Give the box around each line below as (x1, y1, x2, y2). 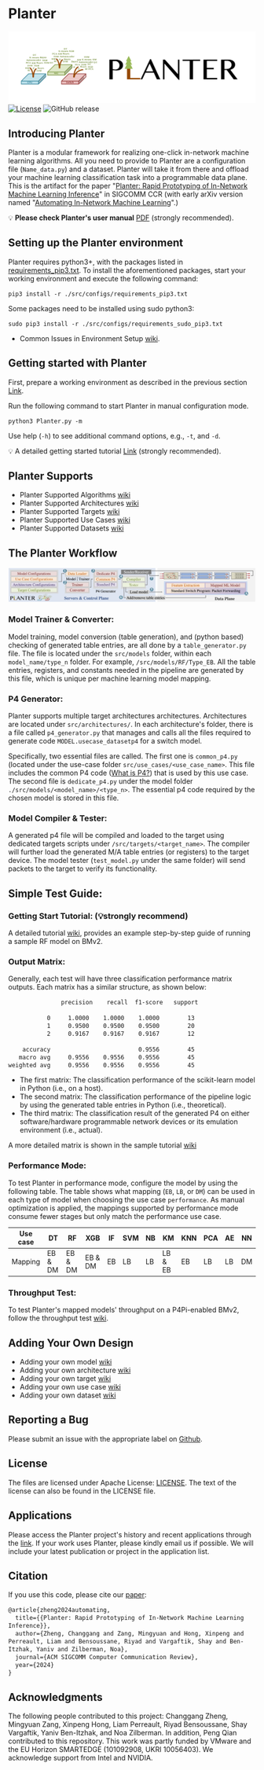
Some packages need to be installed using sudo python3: (8, 303, 195, 313)
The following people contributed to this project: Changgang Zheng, (8, 1711, 229, 1721)
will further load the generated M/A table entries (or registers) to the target (8, 847, 250, 857)
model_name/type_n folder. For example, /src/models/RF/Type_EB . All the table (8, 657, 256, 667)
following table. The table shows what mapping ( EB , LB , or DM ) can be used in (8, 1186, 255, 1195)
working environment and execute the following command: (8, 274, 199, 283)
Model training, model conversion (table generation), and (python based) (8, 632, 244, 641)
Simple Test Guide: (8, 887, 103, 900)
